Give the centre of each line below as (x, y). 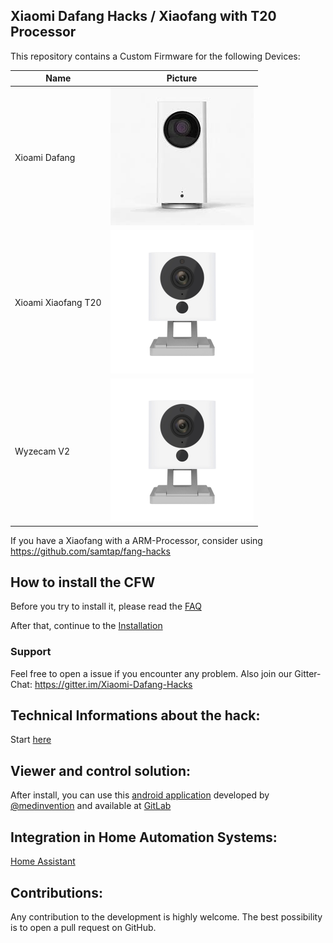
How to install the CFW (83, 582)
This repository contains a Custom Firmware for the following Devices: (155, 56)
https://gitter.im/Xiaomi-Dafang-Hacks (113, 684)
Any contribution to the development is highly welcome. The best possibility (166, 916)
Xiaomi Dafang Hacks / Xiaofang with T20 (143, 16)
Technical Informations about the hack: (135, 715)
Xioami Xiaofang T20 (58, 303)
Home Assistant (43, 861)
